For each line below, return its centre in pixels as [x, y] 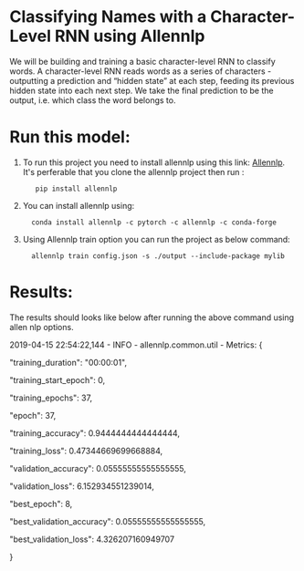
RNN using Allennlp [130, 36]
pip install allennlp [76, 189]
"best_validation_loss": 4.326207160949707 [92, 539]
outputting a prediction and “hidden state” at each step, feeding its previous [152, 80]
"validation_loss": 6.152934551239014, [82, 486]
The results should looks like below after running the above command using [152, 317]
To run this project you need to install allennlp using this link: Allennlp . [154, 162]
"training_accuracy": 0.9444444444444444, [95, 433]
